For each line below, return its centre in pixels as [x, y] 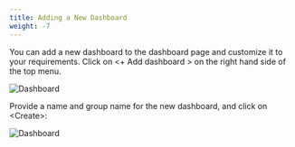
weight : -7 [30, 26]
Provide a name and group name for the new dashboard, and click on [138, 106]
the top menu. [35, 71]
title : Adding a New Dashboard [68, 18]
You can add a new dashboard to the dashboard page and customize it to [146, 51]
